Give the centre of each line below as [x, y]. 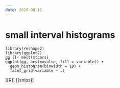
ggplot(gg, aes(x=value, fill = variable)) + [54, 62]
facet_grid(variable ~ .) [38, 71]
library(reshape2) [25, 49]
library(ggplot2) [24, 53]
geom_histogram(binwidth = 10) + [45, 66]
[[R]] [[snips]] [20, 80]
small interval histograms [60, 35]
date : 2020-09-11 [24, 10]
